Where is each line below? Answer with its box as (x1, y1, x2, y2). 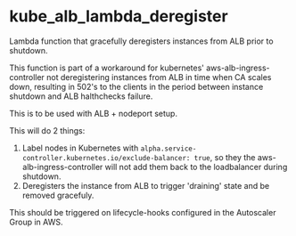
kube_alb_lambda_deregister (9, 6, 229, 27)
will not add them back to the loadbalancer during (104, 161, 288, 172)
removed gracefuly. (21, 190, 95, 200)
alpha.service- (140, 144, 197, 153)
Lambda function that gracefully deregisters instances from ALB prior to (9, 36, 274, 46)
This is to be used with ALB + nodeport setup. (9, 108, 178, 118)
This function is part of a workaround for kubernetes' (9, 62, 205, 73)
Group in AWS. (9, 216, 63, 227)
